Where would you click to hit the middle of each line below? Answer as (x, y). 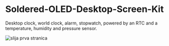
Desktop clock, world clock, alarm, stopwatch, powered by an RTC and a (81, 23)
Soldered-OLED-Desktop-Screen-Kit (84, 9)
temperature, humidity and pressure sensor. (51, 28)
